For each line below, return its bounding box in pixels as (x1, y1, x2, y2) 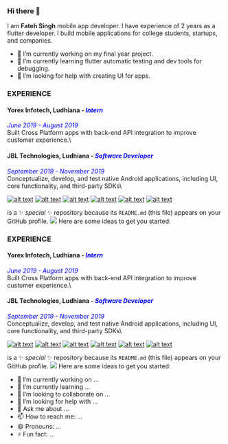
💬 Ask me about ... (16, 404, 69, 412)
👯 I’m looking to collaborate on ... (16, 390, 111, 398)
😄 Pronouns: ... (16, 422, 62, 430)
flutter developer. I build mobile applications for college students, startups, (7, 29, 218, 37)
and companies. (7, 36, 53, 45)
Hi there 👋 (7, 6, 41, 16)
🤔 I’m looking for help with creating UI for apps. (16, 72, 151, 80)
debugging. (16, 65, 50, 73)
